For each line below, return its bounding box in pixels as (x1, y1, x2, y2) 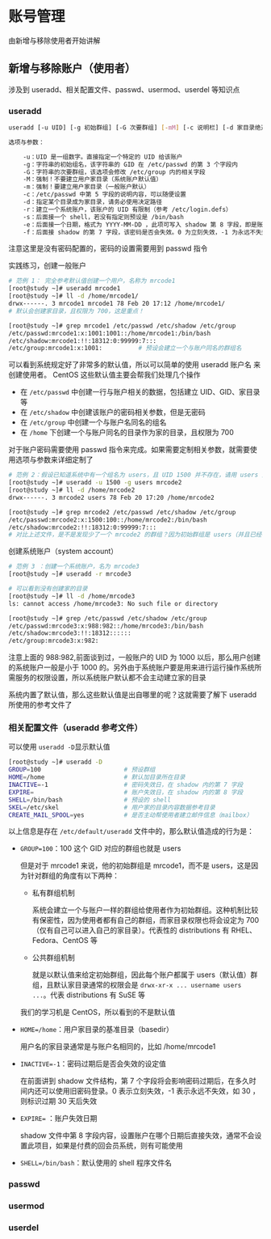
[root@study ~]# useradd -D (8, 758, 103, 767)
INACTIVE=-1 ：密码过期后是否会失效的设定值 (19, 1059, 167, 1068)
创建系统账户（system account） (8, 547, 119, 556)
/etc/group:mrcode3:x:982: (8, 636, 99, 645)
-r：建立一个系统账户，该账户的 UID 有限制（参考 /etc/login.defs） (23, 205, 232, 214)
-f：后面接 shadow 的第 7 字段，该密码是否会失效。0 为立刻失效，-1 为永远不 (23, 228, 256, 236)
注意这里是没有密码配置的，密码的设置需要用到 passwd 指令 (8, 243, 208, 253)
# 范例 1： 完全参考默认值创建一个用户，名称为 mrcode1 (8, 277, 176, 285)
